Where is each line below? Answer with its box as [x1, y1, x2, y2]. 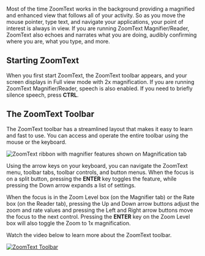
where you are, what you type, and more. [6, 38, 110, 45]
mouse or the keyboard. [6, 138, 67, 146]
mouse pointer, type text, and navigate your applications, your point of [6, 18, 184, 25]
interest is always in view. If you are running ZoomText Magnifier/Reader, [6, 24, 190, 32]
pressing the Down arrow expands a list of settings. [6, 181, 136, 189]
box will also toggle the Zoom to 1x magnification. [6, 219, 131, 227]
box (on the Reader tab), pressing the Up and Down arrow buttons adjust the [6, 200, 199, 207]
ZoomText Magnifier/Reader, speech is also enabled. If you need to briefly [6, 85, 193, 92]
